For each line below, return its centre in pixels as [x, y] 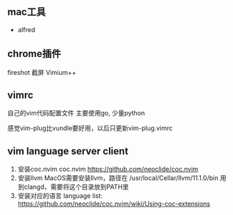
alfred [26, 29]
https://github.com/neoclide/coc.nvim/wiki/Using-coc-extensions [114, 204]
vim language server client [68, 151]
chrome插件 [35, 54]
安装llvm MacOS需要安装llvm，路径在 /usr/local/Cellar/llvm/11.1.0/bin [118, 178]
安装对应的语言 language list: [60, 196]
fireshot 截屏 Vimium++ [42, 72]
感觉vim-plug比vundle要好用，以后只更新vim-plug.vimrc [90, 128]
